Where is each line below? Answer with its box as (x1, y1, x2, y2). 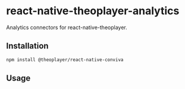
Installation (6, 41, 49, 51)
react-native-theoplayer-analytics (6, 4, 180, 18)
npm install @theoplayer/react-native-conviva (6, 56, 124, 63)
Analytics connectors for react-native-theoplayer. (6, 24, 127, 31)
